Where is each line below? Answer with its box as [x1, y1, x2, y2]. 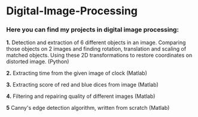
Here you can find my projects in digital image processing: [6, 26, 179, 34]
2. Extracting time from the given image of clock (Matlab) [6, 70, 148, 77]
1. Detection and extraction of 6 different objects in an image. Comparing [6, 39, 186, 46]
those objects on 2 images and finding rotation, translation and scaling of [6, 45, 187, 53]
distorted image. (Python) [6, 58, 69, 65]
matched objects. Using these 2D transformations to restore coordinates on [6, 52, 193, 59]
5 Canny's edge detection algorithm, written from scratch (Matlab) [6, 104, 170, 112]
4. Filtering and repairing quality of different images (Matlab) [6, 93, 156, 100]
